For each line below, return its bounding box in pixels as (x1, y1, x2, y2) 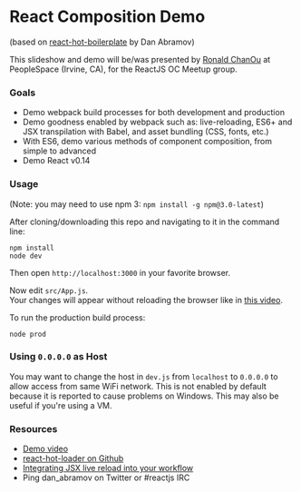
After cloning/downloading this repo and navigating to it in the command (9, 216, 280, 227)
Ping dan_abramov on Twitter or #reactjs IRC (22, 472, 190, 483)
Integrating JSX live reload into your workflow (22, 463, 194, 474)
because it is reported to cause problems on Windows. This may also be (9, 390, 279, 401)
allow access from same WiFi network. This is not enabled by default (9, 380, 267, 391)
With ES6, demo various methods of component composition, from (22, 136, 272, 147)
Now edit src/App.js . (9, 284, 89, 296)
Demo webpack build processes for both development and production (22, 107, 286, 118)
